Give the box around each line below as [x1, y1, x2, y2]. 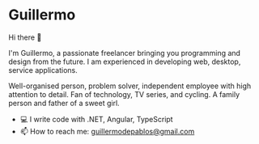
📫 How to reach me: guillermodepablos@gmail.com [19, 126, 195, 136]
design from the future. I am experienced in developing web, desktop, [8, 57, 241, 66]
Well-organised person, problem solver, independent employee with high [8, 81, 252, 91]
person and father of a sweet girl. [8, 98, 120, 108]
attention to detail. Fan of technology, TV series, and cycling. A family [8, 89, 240, 99]
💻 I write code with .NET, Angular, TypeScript [19, 114, 173, 124]
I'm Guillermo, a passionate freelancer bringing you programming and [8, 48, 241, 57]
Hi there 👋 [8, 32, 42, 42]
